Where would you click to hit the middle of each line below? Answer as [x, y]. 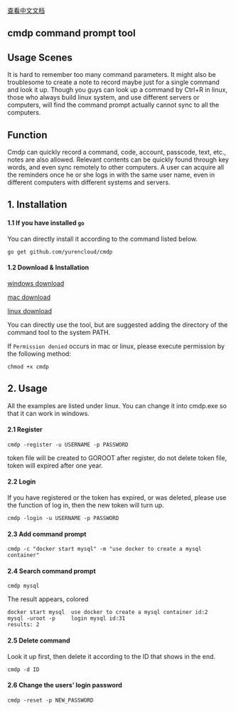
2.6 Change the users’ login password [65, 685]
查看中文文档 [26, 10]
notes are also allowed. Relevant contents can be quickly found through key [118, 160]
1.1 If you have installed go [46, 223]
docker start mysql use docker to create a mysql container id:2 [108, 612]
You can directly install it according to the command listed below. [102, 239]
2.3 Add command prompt [47, 534]
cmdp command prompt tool [72, 33]
